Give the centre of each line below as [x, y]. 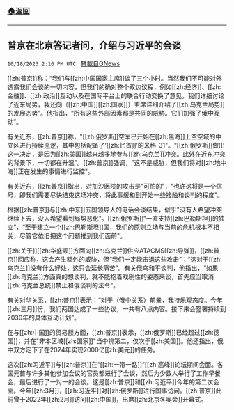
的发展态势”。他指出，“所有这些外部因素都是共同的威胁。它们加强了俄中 [111, 113]
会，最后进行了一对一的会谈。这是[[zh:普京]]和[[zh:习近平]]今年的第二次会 [113, 382]
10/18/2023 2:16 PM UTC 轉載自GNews [64, 63]
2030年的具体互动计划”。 [44, 317]
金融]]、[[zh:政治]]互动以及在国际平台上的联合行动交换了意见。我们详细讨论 [116, 96]
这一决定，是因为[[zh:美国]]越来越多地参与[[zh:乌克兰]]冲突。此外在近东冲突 [116, 154]
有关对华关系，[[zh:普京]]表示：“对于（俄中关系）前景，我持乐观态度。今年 [115, 300]
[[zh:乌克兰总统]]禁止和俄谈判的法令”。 [63, 285]
